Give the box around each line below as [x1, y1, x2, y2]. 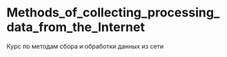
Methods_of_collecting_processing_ [6, 5, 220, 21]
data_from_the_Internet [6, 19, 145, 35]
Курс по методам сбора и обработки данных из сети [6, 42, 164, 50]
